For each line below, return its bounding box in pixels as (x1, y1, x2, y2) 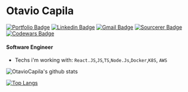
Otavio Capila (6, 4, 74, 18)
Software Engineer (6, 43, 53, 51)
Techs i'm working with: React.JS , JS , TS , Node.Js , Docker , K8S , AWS (14, 57, 168, 64)
